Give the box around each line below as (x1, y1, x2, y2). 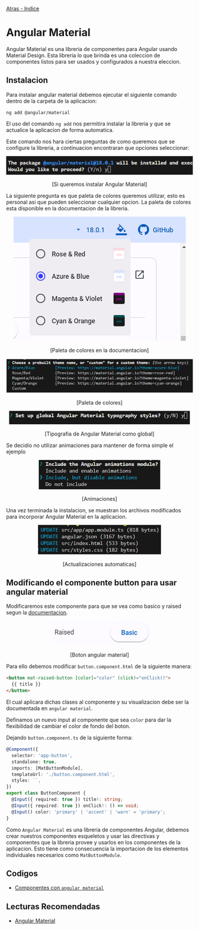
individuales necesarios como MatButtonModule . (6, 851, 122, 858)
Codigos (6, 868, 38, 878)
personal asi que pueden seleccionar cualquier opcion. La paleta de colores (6, 198, 191, 206)
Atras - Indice (6, 5, 40, 12)
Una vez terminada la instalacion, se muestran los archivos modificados (6, 506, 182, 513)
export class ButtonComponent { (6, 790, 86, 796)
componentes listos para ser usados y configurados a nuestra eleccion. (6, 58, 181, 65)
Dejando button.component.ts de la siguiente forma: (6, 734, 133, 742)
